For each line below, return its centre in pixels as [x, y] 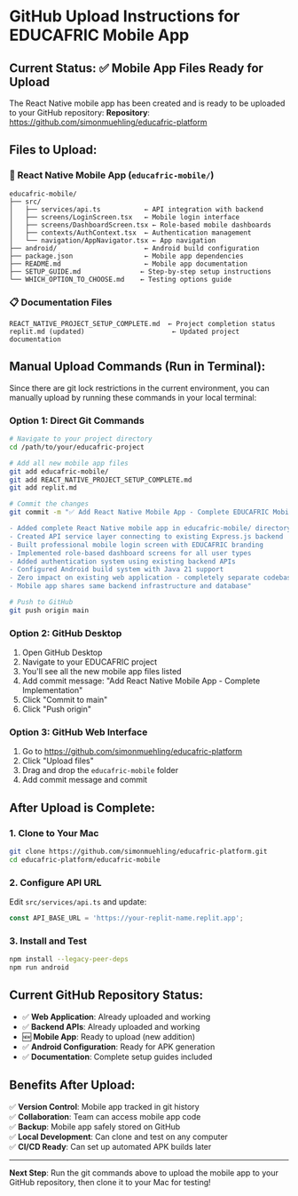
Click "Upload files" [58, 761]
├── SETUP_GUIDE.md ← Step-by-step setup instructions [141, 271]
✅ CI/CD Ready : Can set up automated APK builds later [110, 1146]
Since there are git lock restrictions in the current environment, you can [139, 387]
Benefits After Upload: [72, 1085]
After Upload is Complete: [82, 807]
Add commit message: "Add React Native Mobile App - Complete [141, 681]
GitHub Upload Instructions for [125, 16]
